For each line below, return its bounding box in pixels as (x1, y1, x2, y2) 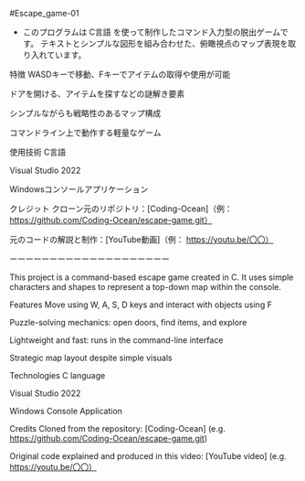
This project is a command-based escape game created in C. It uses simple (9, 272, 294, 283)
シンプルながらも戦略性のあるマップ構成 (9, 108, 162, 118)
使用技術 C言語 (9, 146, 67, 157)
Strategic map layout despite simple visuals (9, 352, 173, 363)
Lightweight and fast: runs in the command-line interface (9, 335, 224, 346)
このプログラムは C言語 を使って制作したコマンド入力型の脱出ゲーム (22, 27, 281, 37)
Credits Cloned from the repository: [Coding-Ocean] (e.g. (9, 423, 226, 433)
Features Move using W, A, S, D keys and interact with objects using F (9, 299, 272, 310)
